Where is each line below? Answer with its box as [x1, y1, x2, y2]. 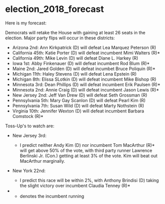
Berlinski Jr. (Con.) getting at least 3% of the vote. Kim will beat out [19, 153, 158, 159]
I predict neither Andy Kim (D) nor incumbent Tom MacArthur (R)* [19, 142, 155, 148]
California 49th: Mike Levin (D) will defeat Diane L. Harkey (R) [12, 55, 138, 61]
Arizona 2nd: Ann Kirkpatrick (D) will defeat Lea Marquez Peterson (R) [12, 44, 157, 50]
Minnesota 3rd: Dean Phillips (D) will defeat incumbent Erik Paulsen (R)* [12, 81, 161, 88]
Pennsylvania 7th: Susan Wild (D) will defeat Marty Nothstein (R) [12, 102, 145, 108]
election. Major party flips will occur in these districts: [5, 35, 115, 41]
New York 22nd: [12, 168, 46, 174]
